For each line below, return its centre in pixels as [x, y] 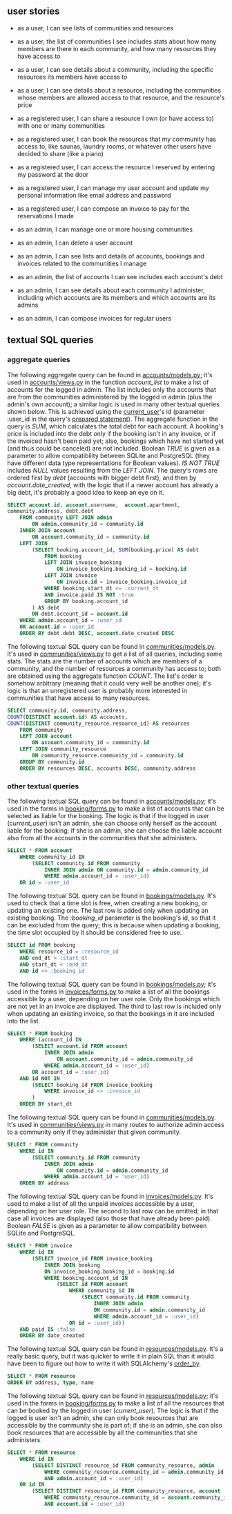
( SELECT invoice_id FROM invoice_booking [93, 1258]
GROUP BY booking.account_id [86, 601]
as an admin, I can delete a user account [75, 243]
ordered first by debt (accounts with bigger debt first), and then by [102, 477]
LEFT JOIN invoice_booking [83, 562]
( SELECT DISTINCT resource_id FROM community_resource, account [126, 1491]
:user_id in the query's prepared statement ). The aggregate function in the [113, 419]
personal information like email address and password [94, 195]
